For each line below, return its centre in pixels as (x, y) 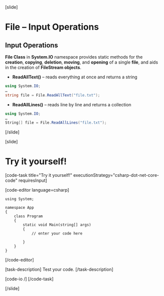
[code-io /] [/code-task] (29, 279)
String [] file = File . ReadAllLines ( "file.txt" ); (56, 123)
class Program (28, 216)
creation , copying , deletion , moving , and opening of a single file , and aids (82, 62)
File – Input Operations (52, 27)
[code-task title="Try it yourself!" (39, 175)
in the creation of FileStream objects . (43, 67)
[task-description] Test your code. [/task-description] (59, 269)
